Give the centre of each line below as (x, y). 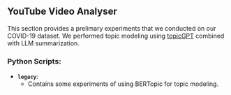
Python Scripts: (34, 61)
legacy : (28, 77)
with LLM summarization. (44, 43)
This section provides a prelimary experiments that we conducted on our (112, 28)
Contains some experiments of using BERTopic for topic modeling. (123, 84)
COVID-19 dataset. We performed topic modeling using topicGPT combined (116, 36)
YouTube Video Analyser (62, 12)
